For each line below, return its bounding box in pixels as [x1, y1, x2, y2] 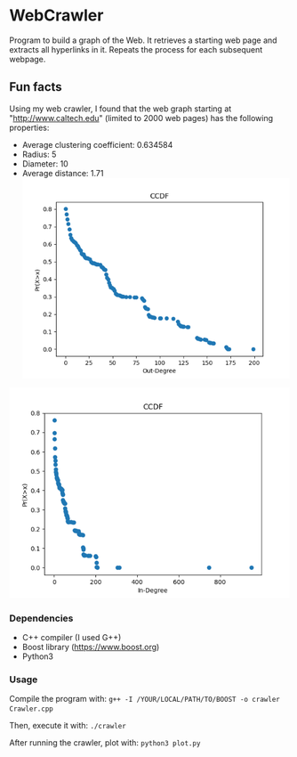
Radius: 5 [21, 149, 57, 159]
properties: [9, 122, 50, 133]
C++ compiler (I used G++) [21, 632, 122, 643]
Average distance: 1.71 [21, 167, 104, 178]
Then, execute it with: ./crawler [9, 720, 126, 731]
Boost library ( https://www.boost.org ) [21, 642, 160, 653]
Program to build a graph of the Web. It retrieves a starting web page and [9, 35, 277, 45]
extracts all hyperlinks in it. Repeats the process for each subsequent [9, 44, 263, 54]
